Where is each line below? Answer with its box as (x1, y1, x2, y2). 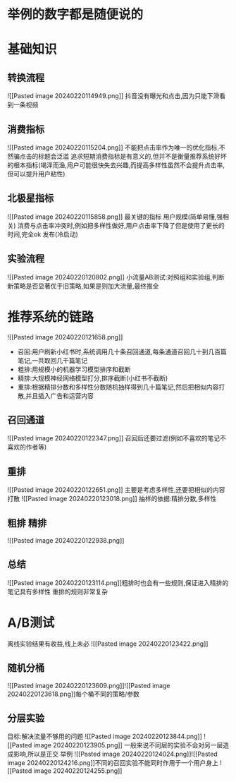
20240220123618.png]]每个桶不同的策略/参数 (7, 690, 139, 698)
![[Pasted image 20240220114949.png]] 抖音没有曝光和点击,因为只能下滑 (7, 92, 220, 100)
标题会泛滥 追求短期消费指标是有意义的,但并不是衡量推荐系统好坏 (37, 152, 227, 160)
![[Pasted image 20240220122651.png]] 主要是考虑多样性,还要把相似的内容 (7, 486, 225, 494)
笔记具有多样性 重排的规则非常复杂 (7, 587, 108, 596)
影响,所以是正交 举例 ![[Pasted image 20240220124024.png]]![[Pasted (13, 750, 218, 759)
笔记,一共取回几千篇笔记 (17, 356, 88, 364)
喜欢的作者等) (7, 443, 47, 452)
